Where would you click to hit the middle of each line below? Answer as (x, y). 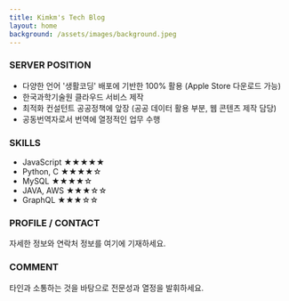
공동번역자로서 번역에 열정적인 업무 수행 (91, 119)
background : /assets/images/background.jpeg (93, 34)
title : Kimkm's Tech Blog (57, 17)
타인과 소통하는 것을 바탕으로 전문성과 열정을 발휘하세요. (107, 288)
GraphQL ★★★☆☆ (60, 199)
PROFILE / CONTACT (55, 223)
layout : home (33, 26)
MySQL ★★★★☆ (57, 181)
